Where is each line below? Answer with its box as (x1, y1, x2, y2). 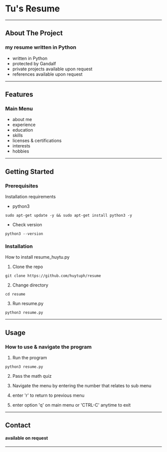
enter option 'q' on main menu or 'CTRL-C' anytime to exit (12, 402, 131, 408)
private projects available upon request (12, 66, 93, 72)
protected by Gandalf (12, 60, 56, 66)
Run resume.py (12, 301, 44, 306)
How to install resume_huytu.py (5, 254, 70, 260)
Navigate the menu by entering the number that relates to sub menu (12, 382, 152, 389)
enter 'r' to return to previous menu (12, 392, 84, 398)
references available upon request (12, 71, 83, 77)
